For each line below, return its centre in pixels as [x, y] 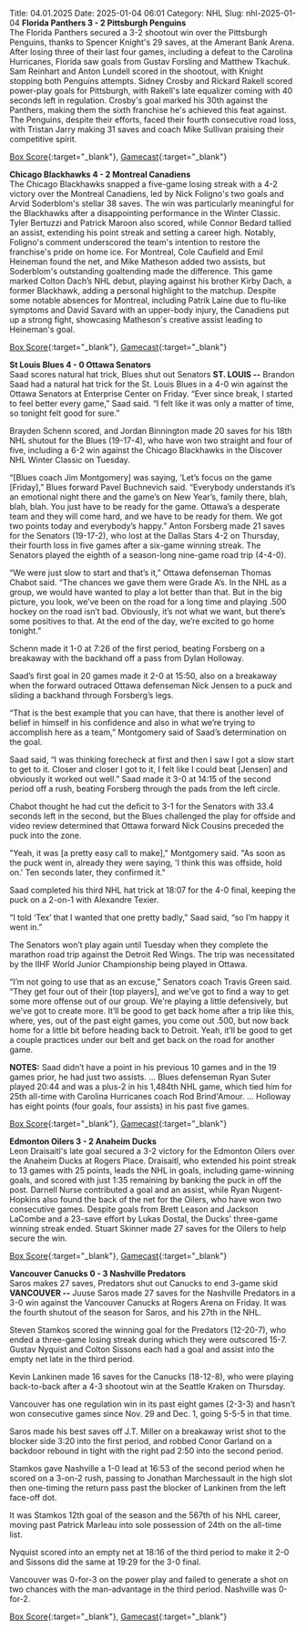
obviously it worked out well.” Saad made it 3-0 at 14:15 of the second [140, 779]
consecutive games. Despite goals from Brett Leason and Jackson [134, 1209]
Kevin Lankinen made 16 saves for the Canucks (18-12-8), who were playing [152, 1377]
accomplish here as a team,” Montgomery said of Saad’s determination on [148, 732]
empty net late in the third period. [72, 1359]
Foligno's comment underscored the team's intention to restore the [135, 242]
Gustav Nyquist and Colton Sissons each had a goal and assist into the [142, 1349]
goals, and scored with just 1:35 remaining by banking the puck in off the [146, 1180]
